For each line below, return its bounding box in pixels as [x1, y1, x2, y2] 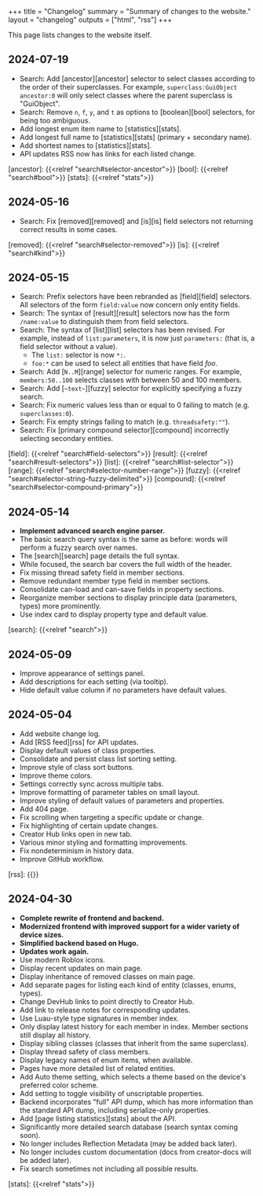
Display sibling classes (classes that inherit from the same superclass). [19, 1038, 249, 1048]
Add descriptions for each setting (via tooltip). [19, 677, 169, 686]
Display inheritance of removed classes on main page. [19, 971, 195, 981]
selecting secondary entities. [19, 434, 114, 443]
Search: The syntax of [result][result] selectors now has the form [19, 308, 230, 318]
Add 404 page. [19, 804, 69, 813]
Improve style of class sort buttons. [19, 762, 135, 771]
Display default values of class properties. [19, 745, 156, 755]
